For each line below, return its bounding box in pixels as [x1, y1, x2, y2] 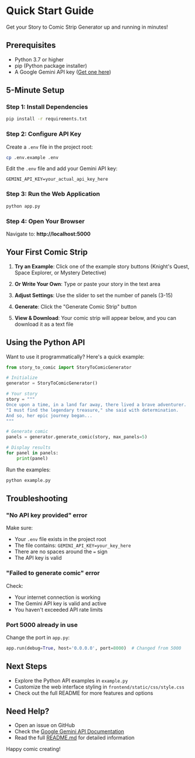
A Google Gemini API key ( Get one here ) [14, 68, 112, 75]
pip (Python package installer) [14, 62, 88, 69]
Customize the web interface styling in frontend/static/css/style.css [14, 683, 185, 690]
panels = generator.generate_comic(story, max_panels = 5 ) [6, 434, 148, 440]
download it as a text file [14, 321, 74, 328]
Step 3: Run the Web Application [6, 190, 100, 198]
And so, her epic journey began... [6, 412, 93, 419]
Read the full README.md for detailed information [14, 734, 135, 741]
